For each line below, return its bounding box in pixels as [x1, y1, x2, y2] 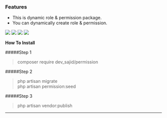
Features [5, 3, 27, 10]
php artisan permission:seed [17, 83, 76, 90]
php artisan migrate [17, 78, 58, 84]
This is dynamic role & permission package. [12, 15, 102, 21]
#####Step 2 [5, 68, 32, 75]
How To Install [5, 40, 35, 46]
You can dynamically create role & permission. [12, 20, 108, 26]
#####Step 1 [5, 50, 32, 56]
